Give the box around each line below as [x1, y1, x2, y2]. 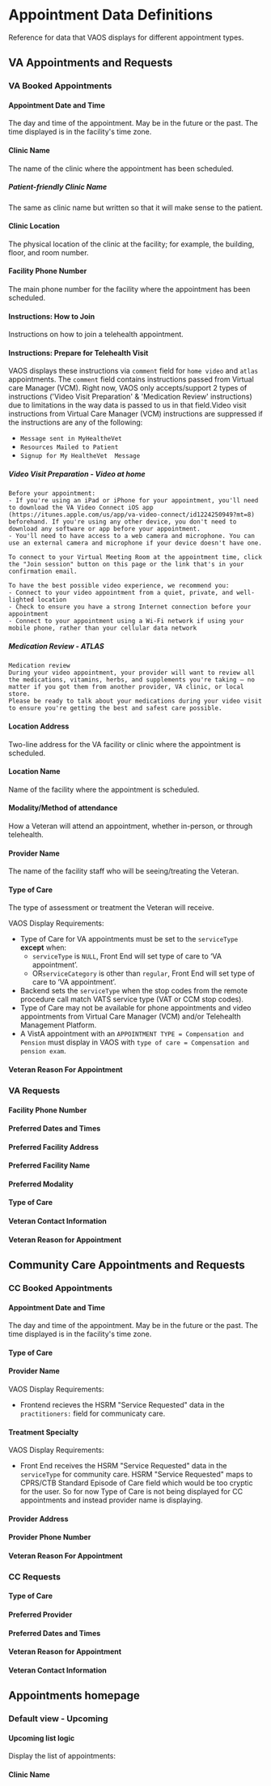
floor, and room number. [8, 247, 89, 257]
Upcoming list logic [8, 1733, 75, 1743]
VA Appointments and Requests [8, 56, 173, 70]
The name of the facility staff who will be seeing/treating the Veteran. [8, 866, 239, 876]
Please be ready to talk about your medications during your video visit [8, 697, 263, 706]
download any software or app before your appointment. [8, 525, 201, 533]
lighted [8, 596, 35, 605]
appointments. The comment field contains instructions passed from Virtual [8, 374, 255, 384]
